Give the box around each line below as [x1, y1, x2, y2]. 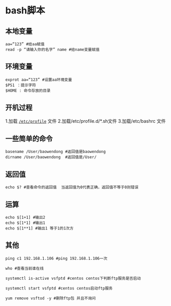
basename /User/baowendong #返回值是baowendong [5, 149, 106, 155]
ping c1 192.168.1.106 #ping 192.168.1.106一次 [5, 256, 108, 261]
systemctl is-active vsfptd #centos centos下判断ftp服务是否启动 [5, 276, 141, 281]
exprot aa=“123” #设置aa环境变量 [5, 77, 72, 82]
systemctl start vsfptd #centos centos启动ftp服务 [5, 285, 113, 291]
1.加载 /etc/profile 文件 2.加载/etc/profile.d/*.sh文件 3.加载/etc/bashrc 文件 [5, 118, 166, 124]
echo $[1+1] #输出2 [5, 215, 46, 220]
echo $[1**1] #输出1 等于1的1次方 [5, 226, 74, 231]
